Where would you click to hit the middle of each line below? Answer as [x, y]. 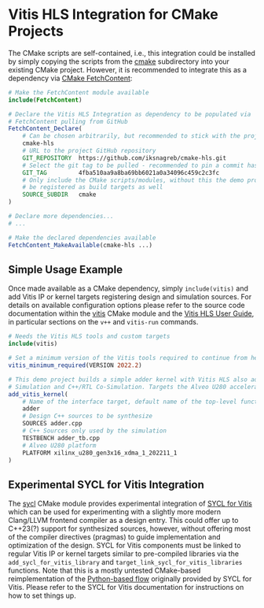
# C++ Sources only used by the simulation [95, 431]
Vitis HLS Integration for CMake [113, 15]
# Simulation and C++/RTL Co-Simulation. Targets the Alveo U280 [117, 387]
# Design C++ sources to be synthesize [88, 416]
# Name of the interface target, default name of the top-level [130, 402]
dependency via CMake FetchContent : [70, 78]
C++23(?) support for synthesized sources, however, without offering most [130, 528]
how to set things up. [42, 595]
